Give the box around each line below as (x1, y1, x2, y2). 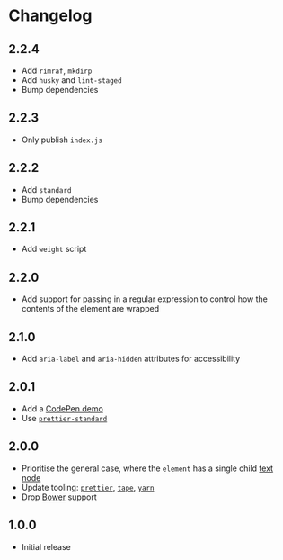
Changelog (8, 5, 93, 26)
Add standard (21, 184, 72, 194)
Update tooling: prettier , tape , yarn (21, 482, 155, 492)
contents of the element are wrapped (21, 303, 159, 314)
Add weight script (21, 244, 87, 255)
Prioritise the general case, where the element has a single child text (21, 463, 274, 474)
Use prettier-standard (21, 412, 108, 423)
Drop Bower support (21, 492, 98, 502)
